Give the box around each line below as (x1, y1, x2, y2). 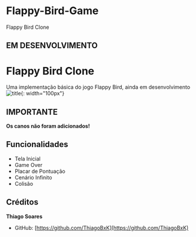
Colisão (14, 180, 34, 187)
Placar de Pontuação (14, 168, 66, 175)
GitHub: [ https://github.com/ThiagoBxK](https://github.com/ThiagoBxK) (14, 224, 189, 231)
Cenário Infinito (14, 173, 52, 181)
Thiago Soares (6, 213, 43, 220)
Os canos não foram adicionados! (6, 122, 90, 130)
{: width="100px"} (21, 90, 65, 97)
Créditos (6, 197, 39, 207)
